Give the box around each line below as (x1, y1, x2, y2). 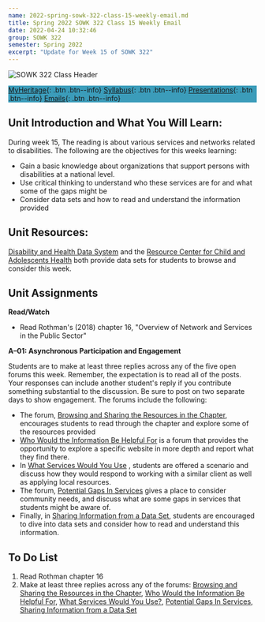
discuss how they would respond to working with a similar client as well (19, 469, 252, 478)
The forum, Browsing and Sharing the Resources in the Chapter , (19, 410, 227, 420)
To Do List (8, 550, 58, 564)
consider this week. (8, 264, 73, 273)
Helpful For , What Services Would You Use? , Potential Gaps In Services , (19, 597, 254, 606)
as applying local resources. (19, 478, 112, 487)
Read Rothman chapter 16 (19, 571, 104, 581)
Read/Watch (8, 307, 50, 317)
